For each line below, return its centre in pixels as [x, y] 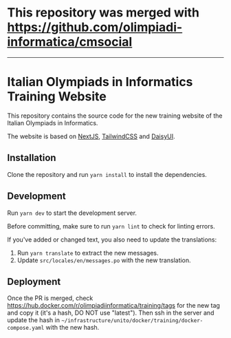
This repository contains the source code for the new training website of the [115, 116]
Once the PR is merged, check [50, 298]
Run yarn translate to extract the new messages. [88, 253]
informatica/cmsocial [70, 42]
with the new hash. [73, 328]
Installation [32, 158]
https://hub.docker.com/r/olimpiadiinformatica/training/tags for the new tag [113, 306]
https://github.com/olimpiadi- [95, 27]
